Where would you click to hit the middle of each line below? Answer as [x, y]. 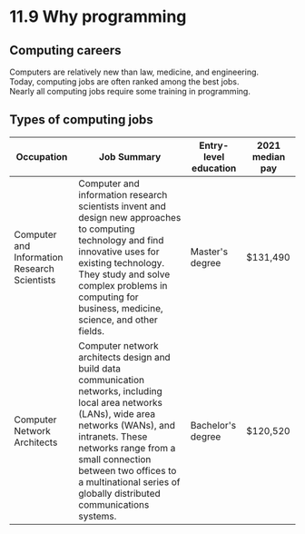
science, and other [118, 320]
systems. [98, 516]
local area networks [121, 402]
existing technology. [122, 262]
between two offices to [128, 470]
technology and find [121, 240]
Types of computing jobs [82, 120]
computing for [108, 297]
